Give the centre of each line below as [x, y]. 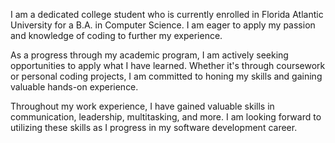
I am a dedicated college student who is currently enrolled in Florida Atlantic [167, 14]
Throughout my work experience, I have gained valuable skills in [142, 106]
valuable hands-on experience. [74, 87]
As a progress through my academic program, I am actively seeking [149, 55]
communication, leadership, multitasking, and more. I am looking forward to [166, 117]
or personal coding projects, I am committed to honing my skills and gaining [166, 76]
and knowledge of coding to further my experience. [116, 35]
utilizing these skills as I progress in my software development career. [154, 127]
